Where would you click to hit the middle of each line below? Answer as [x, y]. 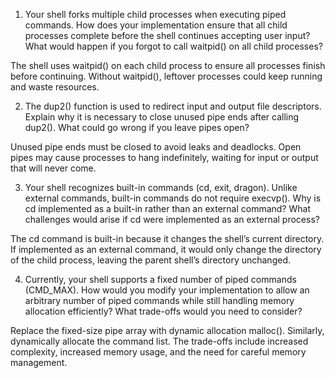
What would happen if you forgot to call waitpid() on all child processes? [173, 46]
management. [39, 362]
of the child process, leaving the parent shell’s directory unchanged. [150, 260]
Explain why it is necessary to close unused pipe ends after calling [162, 117]
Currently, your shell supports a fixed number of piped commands [160, 279]
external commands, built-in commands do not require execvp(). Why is [173, 198]
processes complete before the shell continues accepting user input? [167, 35]
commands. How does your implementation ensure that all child [156, 25]
